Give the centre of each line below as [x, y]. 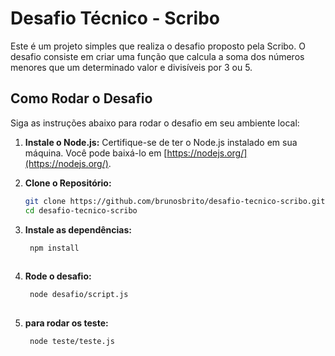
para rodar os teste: [66, 323]
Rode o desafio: [58, 276]
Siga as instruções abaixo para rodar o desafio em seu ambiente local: [155, 123]
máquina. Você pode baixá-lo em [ [96, 153]
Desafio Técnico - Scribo [115, 18]
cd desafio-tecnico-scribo [81, 210]
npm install [54, 248]
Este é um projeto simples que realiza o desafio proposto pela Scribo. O [158, 46]
